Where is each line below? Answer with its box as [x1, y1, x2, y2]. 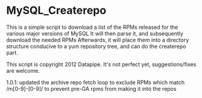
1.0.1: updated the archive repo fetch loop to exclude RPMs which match [6, 79, 185, 86]
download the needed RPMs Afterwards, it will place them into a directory [6, 36, 189, 43]
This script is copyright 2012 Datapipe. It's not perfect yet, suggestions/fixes [6, 61, 197, 68]
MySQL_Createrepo [6, 4, 107, 17]
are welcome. [6, 67, 40, 74]
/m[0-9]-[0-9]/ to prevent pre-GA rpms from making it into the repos [6, 85, 177, 92]
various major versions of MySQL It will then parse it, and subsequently [6, 29, 184, 37]
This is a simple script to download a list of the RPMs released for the [6, 23, 178, 31]
